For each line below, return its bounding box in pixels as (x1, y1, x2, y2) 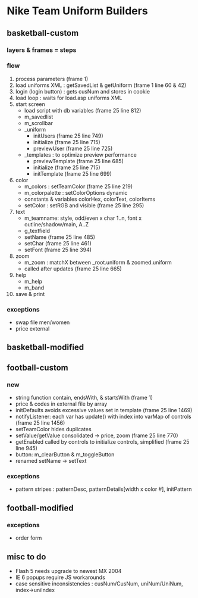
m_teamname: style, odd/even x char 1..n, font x (24, 214, 142, 222)
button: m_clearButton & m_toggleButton (15, 451, 115, 458)
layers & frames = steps (7, 46, 77, 54)
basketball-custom (7, 28, 79, 38)
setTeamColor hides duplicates (15, 426, 92, 433)
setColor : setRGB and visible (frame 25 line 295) (24, 201, 144, 209)
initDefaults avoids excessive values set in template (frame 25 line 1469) (15, 407, 193, 414)
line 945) (15, 445, 38, 452)
